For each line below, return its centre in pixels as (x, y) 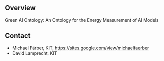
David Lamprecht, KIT (35, 53)
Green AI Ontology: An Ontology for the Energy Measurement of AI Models (82, 20)
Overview (21, 8)
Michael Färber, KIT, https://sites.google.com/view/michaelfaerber (81, 48)
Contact (18, 36)
